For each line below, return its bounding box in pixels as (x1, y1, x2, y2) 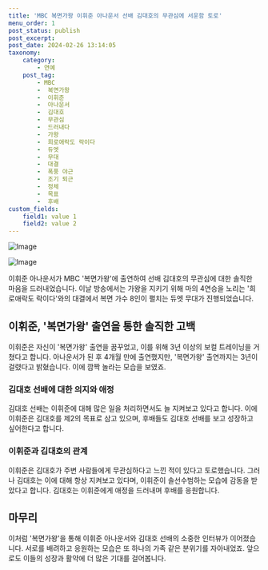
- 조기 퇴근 (37, 175, 74, 184)
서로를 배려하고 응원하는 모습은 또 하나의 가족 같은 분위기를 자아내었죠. (25, 544, 246, 553)
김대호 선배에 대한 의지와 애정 (8, 384, 114, 395)
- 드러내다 (37, 123, 70, 131)
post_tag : (22, 71, 56, 79)
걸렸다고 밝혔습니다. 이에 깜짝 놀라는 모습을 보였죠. (8, 361, 166, 372)
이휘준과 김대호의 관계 (8, 445, 88, 456)
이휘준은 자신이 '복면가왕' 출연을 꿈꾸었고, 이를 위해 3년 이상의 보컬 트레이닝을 (8, 341, 252, 352)
